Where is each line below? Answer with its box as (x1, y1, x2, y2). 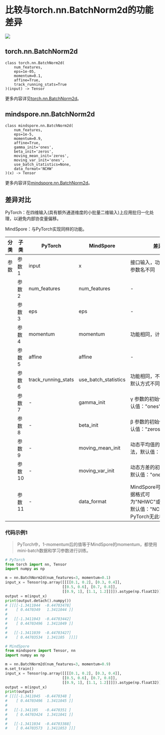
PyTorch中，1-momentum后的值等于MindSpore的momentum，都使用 (17, 541, 157, 547)
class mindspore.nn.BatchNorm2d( (5, 123, 74, 128)
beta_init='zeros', (14, 149, 54, 154)
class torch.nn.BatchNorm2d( (5, 60, 65, 65)
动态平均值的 (130, 441, 160, 448)
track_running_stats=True (14, 82, 67, 87)
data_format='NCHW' (14, 166, 54, 171)
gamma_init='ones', (14, 145, 54, 150)
